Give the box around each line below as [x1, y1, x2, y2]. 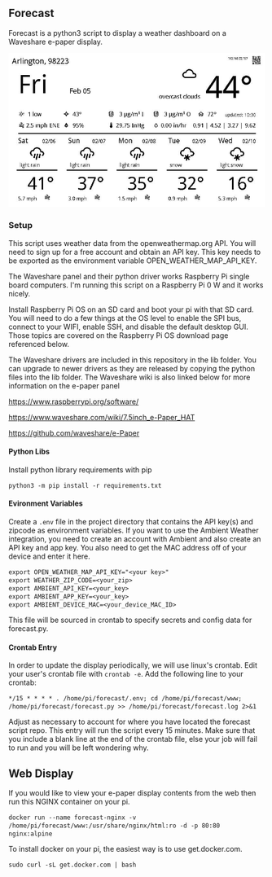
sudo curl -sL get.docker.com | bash [8, 861, 137, 869]
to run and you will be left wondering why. [8, 743, 149, 752]
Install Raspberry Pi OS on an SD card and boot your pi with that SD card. [8, 305, 254, 314]
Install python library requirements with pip [8, 464, 152, 475]
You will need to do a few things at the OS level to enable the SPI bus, [8, 313, 242, 322]
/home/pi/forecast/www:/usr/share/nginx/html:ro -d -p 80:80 [8, 822, 221, 830]
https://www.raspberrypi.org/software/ [8, 397, 139, 406]
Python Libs [8, 447, 50, 457]
